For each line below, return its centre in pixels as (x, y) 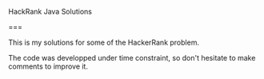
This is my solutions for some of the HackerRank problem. (104, 42)
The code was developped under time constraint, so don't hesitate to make (132, 58)
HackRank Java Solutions (50, 12)
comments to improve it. (48, 66)
